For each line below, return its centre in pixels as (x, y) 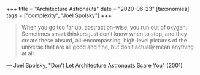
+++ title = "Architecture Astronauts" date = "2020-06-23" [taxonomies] (98, 9)
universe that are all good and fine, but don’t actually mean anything (108, 47)
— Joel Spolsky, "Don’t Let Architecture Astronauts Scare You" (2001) (94, 65)
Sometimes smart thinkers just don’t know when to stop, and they (104, 34)
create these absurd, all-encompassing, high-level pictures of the (104, 40)
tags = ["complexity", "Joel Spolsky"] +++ (59, 15)
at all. (28, 53)
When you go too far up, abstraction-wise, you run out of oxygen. (104, 27)
